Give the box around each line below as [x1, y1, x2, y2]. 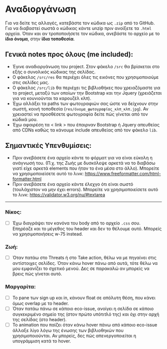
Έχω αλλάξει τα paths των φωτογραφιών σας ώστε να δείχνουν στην [12, 101, 158, 107]
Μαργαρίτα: [5, 283, 36, 290]
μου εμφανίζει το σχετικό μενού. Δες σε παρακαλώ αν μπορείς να [12, 265, 150, 272]
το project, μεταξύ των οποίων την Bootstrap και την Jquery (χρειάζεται [12, 90, 162, 96]
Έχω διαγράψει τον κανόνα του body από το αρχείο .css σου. [12, 220, 141, 226]
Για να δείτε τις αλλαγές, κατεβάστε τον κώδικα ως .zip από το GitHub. [5, 20, 155, 26]
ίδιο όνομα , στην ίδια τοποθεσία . [5, 36, 75, 42]
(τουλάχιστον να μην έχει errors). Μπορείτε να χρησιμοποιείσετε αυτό [12, 186, 158, 192]
